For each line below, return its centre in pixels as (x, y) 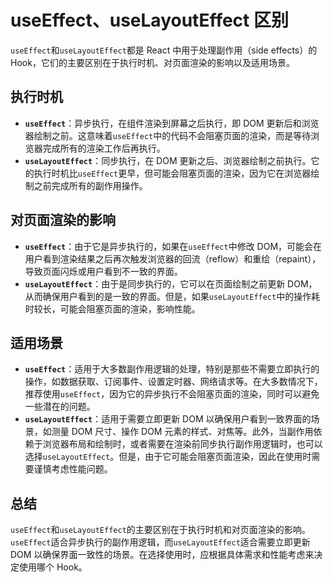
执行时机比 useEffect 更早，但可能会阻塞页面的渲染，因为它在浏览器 (172, 173)
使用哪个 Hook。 (53, 567)
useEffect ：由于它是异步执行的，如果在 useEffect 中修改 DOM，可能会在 (173, 246)
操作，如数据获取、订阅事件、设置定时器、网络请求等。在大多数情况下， (173, 382)
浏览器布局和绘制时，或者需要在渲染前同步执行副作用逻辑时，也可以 (182, 444)
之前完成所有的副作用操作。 (90, 185)
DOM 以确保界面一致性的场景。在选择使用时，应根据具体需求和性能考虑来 (162, 555)
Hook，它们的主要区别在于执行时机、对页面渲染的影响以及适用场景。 (152, 62)
